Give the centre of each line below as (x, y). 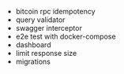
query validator (40, 20)
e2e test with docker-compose (66, 36)
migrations (33, 61)
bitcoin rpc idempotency (56, 11)
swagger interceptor (49, 28)
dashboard (33, 45)
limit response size (46, 53)
